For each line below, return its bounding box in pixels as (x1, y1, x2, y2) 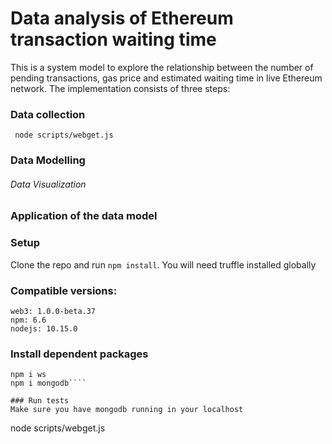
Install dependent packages (10, 347, 149, 361)
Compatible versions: (10, 283, 118, 297)
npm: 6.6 (10, 315, 47, 325)
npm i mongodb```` (10, 378, 87, 389)
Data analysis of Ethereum (10, 7, 234, 30)
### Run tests (10, 396, 70, 406)
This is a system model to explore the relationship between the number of (10, 61, 314, 73)
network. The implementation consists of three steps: (10, 82, 231, 94)
